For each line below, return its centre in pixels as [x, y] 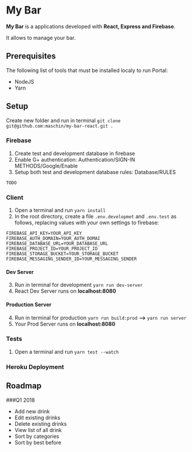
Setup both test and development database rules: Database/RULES [95, 172]
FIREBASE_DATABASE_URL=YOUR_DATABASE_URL [57, 244]
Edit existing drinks [37, 417]
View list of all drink [38, 430]
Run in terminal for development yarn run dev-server [78, 285]
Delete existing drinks [41, 424]
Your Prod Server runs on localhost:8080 [65, 324]
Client [15, 197]
